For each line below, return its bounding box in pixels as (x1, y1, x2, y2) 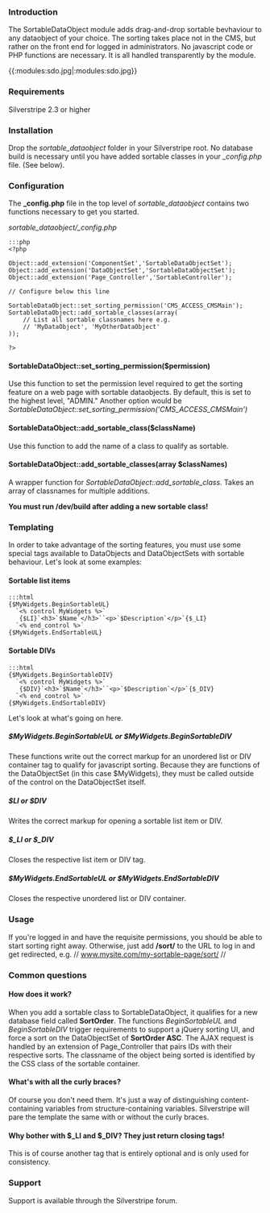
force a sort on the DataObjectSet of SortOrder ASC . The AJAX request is (8, 1032, 254, 1042)
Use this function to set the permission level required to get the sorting (8, 379, 243, 388)
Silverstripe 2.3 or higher (8, 104, 91, 114)
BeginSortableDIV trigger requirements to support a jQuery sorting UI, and (8, 1024, 255, 1034)
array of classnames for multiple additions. (8, 486, 151, 496)
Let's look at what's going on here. (8, 712, 123, 723)
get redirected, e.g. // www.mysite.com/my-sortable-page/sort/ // (8, 949, 226, 959)
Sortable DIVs (8, 646, 56, 655)
